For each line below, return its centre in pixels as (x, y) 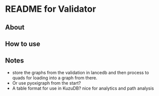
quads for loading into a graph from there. (55, 78)
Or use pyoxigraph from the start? (47, 83)
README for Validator (51, 9)
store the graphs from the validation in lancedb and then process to (80, 72)
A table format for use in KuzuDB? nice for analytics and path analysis (83, 88)
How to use (23, 44)
